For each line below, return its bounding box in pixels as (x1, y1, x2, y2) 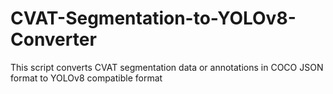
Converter (10, 28, 97, 51)
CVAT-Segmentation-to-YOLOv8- (10, 7, 297, 30)
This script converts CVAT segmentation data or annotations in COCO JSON (10, 61, 324, 73)
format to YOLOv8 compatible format (10, 72, 163, 84)
